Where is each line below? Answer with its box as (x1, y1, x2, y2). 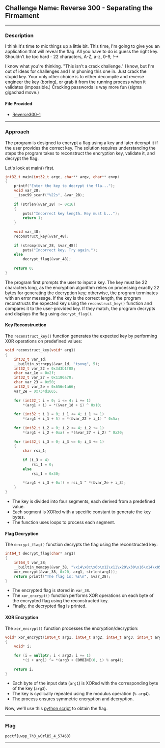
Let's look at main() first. (5, 165, 55, 171)
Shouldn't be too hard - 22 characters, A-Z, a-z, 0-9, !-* (5, 54, 119, 60)
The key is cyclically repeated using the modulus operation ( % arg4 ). (12, 691, 151, 697)
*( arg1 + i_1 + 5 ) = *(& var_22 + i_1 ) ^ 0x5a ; (23, 416, 120, 421)
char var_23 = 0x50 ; (14, 380, 56, 385)
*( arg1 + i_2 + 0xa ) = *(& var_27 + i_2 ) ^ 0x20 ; (23, 430, 124, 435)
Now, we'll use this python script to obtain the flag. (5, 706, 108, 712)
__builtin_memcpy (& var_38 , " (14, 564, 74, 570)
